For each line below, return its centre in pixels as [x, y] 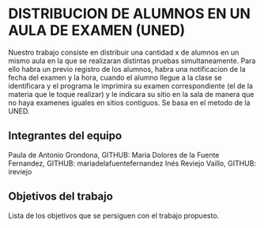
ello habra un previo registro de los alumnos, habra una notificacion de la [127, 69]
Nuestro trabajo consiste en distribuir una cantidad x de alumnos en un [124, 52]
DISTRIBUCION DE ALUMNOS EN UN [130, 14]
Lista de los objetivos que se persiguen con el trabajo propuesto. [114, 215]
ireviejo [20, 171]
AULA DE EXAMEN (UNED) [97, 30]
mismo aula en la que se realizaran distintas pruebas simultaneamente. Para [132, 61]
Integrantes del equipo [65, 136]
